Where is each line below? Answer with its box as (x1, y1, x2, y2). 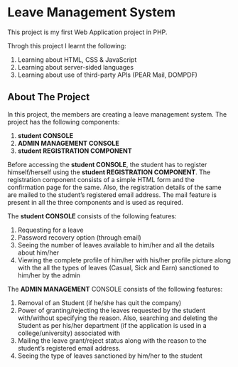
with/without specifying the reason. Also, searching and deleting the (17, 314, 218, 322)
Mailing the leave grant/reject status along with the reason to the (17, 336, 207, 345)
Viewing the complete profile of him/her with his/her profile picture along (17, 255, 231, 264)
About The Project (7, 91, 90, 103)
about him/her (17, 248, 60, 257)
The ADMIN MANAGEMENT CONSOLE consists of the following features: (7, 284, 223, 293)
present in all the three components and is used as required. (7, 198, 183, 206)
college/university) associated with (17, 329, 121, 337)
